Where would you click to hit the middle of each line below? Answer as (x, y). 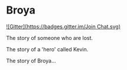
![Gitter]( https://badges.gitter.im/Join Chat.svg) (63, 26)
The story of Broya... (31, 61)
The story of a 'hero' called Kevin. (47, 49)
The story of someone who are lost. (50, 38)
